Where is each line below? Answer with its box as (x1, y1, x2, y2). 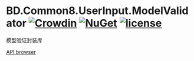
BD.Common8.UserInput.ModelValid (6, 4, 189, 18)
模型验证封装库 (6, 36, 42, 43)
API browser (6, 48, 37, 55)
